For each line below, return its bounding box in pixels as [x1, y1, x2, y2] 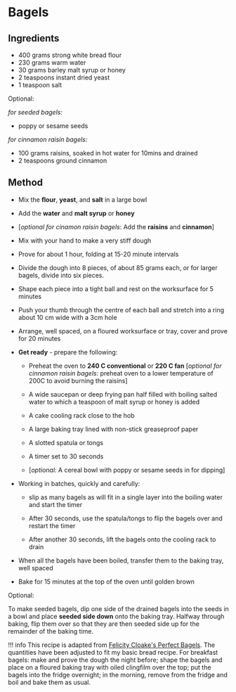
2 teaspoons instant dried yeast [18, 73, 110, 82]
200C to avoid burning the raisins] [28, 376, 129, 385]
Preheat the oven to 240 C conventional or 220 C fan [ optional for [28, 361, 222, 370]
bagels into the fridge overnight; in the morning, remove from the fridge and [8, 670, 228, 679]
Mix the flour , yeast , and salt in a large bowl [18, 195, 147, 204]
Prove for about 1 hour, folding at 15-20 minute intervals [18, 250, 179, 258]
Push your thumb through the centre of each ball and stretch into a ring [18, 305, 225, 314]
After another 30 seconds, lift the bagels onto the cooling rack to [28, 535, 216, 544]
